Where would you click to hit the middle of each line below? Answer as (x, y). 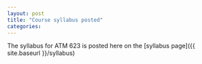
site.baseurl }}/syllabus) (41, 53)
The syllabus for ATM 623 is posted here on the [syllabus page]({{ (101, 46)
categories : (24, 26)
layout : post (26, 13)
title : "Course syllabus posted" (55, 20)
